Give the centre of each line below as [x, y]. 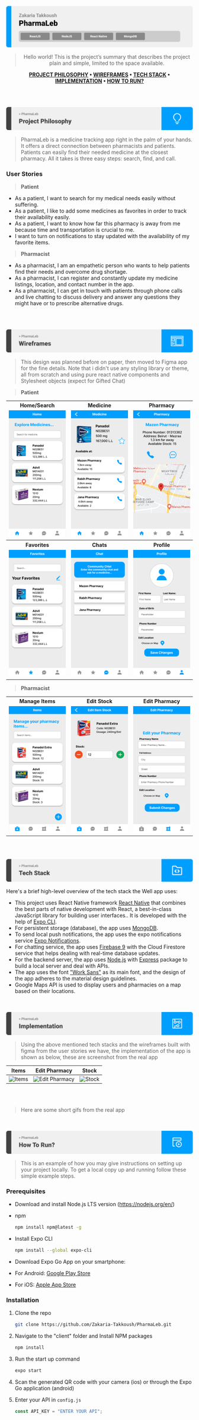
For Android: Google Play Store [52, 1273]
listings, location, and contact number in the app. [74, 284]
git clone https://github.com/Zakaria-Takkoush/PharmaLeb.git [93, 1325]
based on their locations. [45, 991]
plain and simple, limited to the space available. [107, 63]
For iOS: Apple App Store [45, 1285]
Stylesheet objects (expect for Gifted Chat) [73, 381]
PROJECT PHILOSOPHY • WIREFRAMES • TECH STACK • [99, 75]
